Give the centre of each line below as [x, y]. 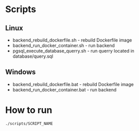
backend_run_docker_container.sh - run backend [64, 46]
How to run [29, 110]
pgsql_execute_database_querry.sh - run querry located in [74, 51]
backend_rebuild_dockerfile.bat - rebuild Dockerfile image [73, 84]
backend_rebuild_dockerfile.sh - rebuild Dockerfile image [72, 40]
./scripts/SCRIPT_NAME [29, 123]
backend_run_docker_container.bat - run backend [64, 90]
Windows [20, 72]
